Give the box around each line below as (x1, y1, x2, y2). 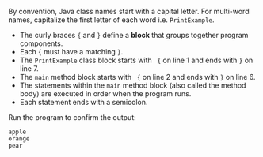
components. (19, 39, 63, 48)
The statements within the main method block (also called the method (19, 80, 246, 90)
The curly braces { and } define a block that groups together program (19, 31, 249, 39)
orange (8, 135, 30, 143)
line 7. (19, 64, 40, 73)
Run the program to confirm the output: (8, 113, 136, 121)
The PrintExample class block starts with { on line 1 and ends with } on (19, 55, 253, 65)
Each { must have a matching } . (19, 47, 124, 56)
